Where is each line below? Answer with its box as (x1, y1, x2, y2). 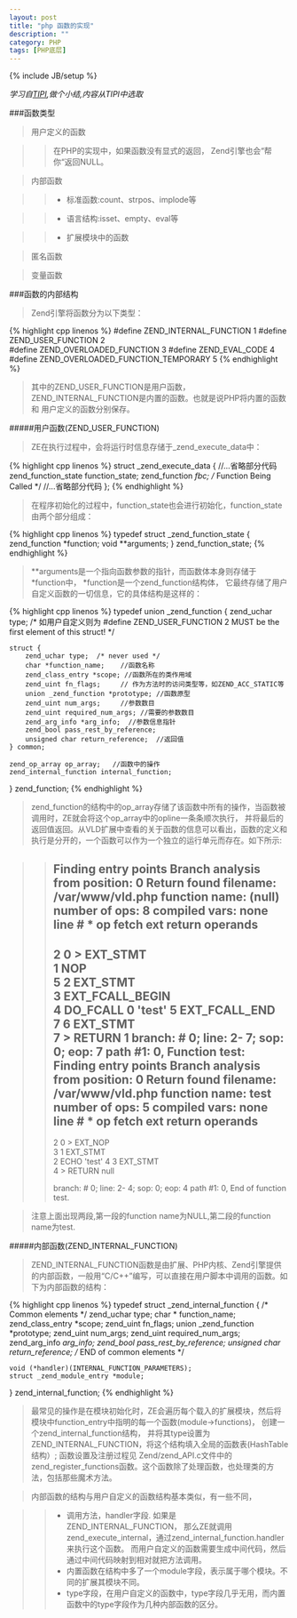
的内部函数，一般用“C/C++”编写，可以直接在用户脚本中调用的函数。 (30, 1270, 281, 1281)
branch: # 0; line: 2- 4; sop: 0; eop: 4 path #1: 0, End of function (52, 1183, 286, 1194)
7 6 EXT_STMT (52, 1016, 136, 1031)
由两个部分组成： (30, 511, 94, 522)
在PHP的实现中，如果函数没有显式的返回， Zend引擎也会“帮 (52, 146, 272, 156)
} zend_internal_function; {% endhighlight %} (9, 1388, 175, 1398)
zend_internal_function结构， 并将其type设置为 (38, 1428, 211, 1438)
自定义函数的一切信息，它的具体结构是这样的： (30, 589, 202, 599)
